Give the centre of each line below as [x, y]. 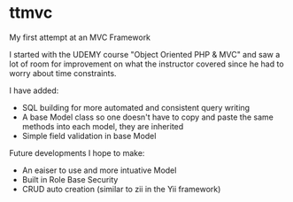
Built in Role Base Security [70, 179]
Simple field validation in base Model [89, 136]
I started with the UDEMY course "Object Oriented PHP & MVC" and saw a [145, 54]
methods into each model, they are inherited [103, 126]
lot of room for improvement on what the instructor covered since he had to [147, 64]
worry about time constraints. [63, 73]
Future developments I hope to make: [77, 152]
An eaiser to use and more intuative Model [99, 170]
